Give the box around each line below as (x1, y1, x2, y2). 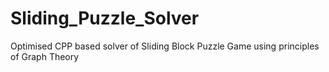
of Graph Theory (10, 50, 80, 62)
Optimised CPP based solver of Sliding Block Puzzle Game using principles (10, 40, 320, 52)
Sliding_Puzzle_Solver (10, 7, 200, 30)
